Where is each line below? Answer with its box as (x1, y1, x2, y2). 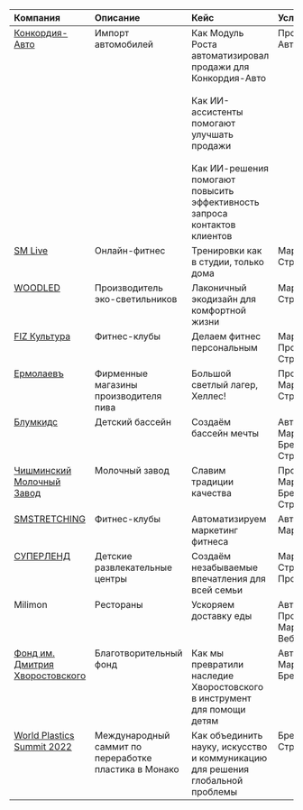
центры (94, 573, 128, 584)
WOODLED (14, 281, 60, 294)
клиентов (190, 230, 233, 242)
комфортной (190, 304, 246, 317)
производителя (94, 390, 162, 402)
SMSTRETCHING (14, 513, 86, 525)
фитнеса (190, 536, 229, 548)
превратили (190, 658, 244, 670)
